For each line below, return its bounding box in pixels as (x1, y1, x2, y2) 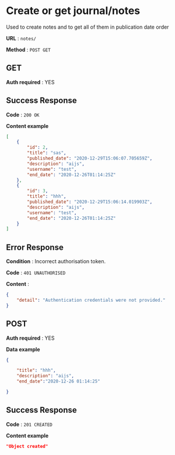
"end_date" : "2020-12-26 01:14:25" (16, 378, 100, 384)
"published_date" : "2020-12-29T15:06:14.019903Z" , (27, 199, 153, 205)
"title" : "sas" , (27, 150, 66, 156)
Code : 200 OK (6, 111, 40, 118)
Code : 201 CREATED (6, 420, 52, 428)
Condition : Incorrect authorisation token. (6, 258, 106, 265)
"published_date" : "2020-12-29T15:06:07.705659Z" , (27, 156, 153, 161)
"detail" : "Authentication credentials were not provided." (16, 297, 166, 303)
